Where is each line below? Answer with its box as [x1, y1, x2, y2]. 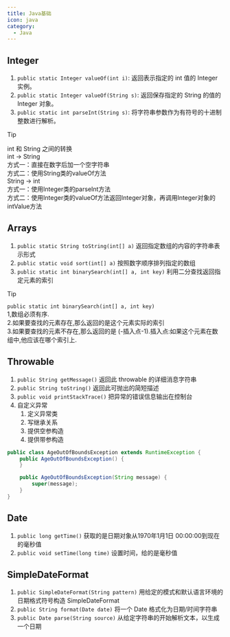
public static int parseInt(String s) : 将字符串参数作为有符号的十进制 [16, 108, 222, 117]
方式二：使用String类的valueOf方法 [7, 169, 106, 177]
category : [7, 23, 36, 30]
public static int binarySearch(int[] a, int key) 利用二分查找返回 [16, 267, 215, 276]
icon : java [7, 16, 38, 23]
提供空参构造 [27, 427, 64, 435]
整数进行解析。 [16, 117, 60, 125]
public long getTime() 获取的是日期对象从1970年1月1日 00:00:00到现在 [16, 531, 220, 539]
